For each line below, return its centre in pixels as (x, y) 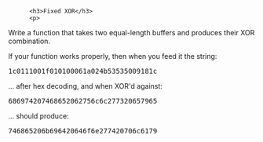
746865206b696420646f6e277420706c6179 (83, 131)
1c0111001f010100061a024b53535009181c (83, 71)
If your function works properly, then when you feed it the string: (113, 56)
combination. (29, 41)
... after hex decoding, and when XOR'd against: (86, 86)
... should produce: (38, 116)
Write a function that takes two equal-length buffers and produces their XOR (131, 33)
